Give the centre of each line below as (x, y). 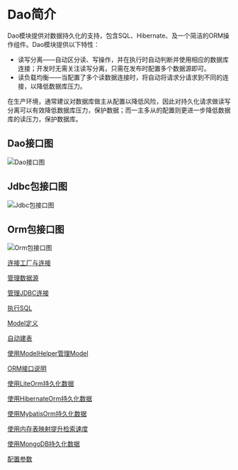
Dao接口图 (30, 144)
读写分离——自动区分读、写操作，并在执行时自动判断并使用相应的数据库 (123, 59)
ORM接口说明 (27, 368)
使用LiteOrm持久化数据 (41, 383)
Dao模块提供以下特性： (66, 44)
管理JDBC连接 (28, 293)
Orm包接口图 (36, 229)
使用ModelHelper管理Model (48, 354)
